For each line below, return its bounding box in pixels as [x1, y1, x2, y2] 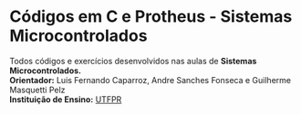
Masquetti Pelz [9, 84, 66, 95]
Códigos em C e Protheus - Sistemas [9, 6, 293, 27]
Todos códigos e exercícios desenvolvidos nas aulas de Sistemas [9, 55, 257, 66]
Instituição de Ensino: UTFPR [9, 93, 122, 105]
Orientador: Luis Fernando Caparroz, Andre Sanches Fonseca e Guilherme [9, 74, 292, 85]
